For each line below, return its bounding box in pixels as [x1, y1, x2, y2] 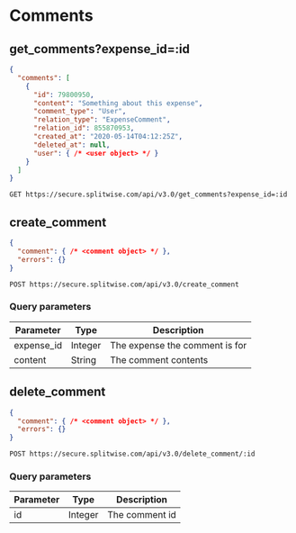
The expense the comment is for [109, 339, 247, 351]
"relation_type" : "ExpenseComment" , [32, 115, 171, 124]
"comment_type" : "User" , [32, 107, 127, 116]
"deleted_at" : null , [32, 140, 111, 149]
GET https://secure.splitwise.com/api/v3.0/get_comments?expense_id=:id [9, 190, 288, 199]
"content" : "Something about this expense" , [32, 98, 203, 108]
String [70, 353, 97, 366]
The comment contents [109, 353, 209, 366]
